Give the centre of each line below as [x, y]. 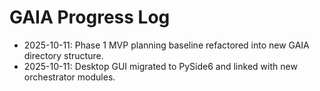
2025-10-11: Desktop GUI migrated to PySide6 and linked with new [160, 66]
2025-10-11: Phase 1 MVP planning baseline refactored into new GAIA [166, 45]
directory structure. [63, 55]
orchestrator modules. [69, 77]
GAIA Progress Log [90, 17]
